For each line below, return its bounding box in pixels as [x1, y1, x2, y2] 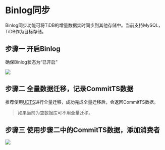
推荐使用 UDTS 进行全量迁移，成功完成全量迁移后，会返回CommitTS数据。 [5, 99, 158, 105]
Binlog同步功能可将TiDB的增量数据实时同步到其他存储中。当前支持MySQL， [5, 22, 163, 28]
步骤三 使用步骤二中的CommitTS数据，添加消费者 [5, 125, 160, 134]
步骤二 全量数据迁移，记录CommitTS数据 [5, 85, 134, 93]
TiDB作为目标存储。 [5, 28, 46, 34]
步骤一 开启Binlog [5, 45, 61, 53]
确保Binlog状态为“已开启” [5, 59, 58, 65]
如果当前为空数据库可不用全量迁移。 [17, 109, 93, 116]
